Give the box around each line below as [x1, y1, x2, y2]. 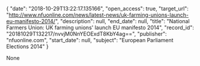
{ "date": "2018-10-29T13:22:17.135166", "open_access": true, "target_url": [6, 5, 189, 12]
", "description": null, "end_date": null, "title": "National [55, 18, 190, 24]
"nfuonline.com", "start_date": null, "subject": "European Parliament [6, 37, 174, 43]
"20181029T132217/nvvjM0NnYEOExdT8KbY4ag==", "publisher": [6, 30, 167, 37]
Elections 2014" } [6, 43, 49, 50]
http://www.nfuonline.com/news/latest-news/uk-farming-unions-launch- [8, 11, 189, 18]
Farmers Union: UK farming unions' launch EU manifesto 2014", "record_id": [6, 24, 194, 31]
